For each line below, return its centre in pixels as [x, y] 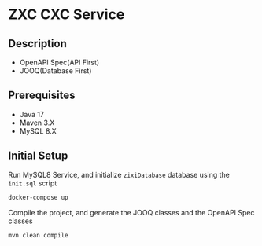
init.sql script [33, 183]
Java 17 [32, 114]
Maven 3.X [37, 123]
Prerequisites [42, 95]
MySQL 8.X [38, 130]
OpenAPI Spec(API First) [59, 62]
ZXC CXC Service [66, 15]
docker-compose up [38, 197]
